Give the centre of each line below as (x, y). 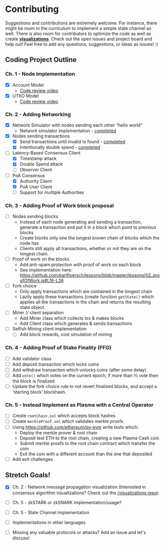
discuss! (21, 538)
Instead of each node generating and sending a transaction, (81, 222)
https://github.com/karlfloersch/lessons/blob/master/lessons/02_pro (90, 275)
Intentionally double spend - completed (60, 147)
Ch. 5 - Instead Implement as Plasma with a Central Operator (79, 405)
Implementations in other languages (49, 522)
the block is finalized (33, 381)
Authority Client (36, 181)
